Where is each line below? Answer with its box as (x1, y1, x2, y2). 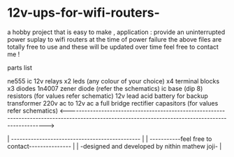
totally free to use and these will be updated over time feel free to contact (7, 42, 219, 51)
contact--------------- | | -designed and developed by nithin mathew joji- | (7, 142, 222, 150)
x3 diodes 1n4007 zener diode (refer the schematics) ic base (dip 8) (7, 84, 203, 92)
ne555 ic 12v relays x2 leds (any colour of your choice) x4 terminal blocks (7, 76, 220, 85)
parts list (7, 63, 33, 72)
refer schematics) (7, 106, 58, 115)
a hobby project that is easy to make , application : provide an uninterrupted (7, 28, 226, 36)
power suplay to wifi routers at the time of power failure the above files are (7, 35, 222, 43)
